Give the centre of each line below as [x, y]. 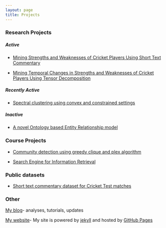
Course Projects [26, 141]
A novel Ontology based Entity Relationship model [65, 128]
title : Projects [22, 15]
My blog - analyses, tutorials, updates [44, 210]
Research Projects [29, 33]
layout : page [19, 10]
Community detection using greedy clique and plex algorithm [77, 151]
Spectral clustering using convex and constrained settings [74, 103]
